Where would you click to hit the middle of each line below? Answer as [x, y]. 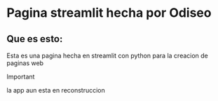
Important [21, 76]
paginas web [25, 63]
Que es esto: [35, 39]
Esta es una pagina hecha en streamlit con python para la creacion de [107, 55]
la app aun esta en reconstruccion [56, 90]
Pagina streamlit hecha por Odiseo [109, 13]
